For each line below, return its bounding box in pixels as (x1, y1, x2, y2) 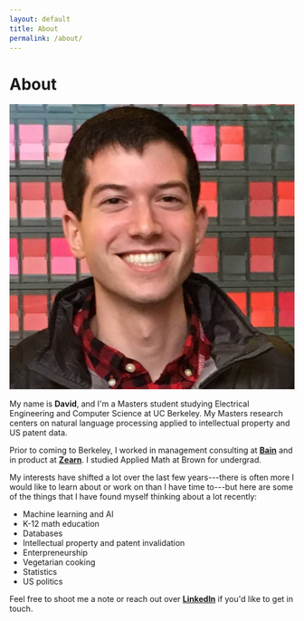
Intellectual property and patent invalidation (22, 538, 185, 549)
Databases (22, 528, 63, 539)
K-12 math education (22, 519, 100, 530)
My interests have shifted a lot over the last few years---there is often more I (9, 472, 295, 483)
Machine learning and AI (22, 509, 114, 520)
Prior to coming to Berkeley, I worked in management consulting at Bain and (9, 444, 293, 456)
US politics (22, 576, 63, 588)
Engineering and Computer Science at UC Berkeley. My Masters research (9, 408, 283, 419)
